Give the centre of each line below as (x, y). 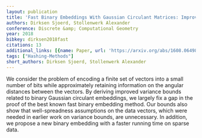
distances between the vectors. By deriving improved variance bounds (94, 91)
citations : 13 (24, 45)
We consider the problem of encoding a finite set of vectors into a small (95, 79)
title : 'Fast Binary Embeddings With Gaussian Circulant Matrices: (93, 17)
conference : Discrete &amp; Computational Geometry (72, 28)
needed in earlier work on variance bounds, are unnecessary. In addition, (97, 116)
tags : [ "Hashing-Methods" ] (40, 56)
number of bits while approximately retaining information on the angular (95, 85)
